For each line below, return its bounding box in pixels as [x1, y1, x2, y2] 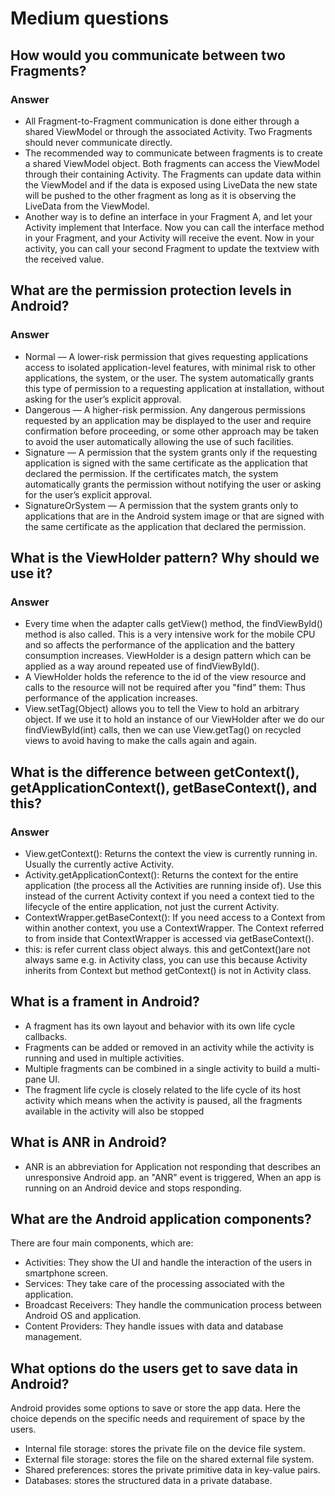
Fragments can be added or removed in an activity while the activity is [24, 1041, 315, 1053]
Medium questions [10, 7, 170, 30]
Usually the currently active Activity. [24, 858, 174, 870]
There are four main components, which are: [10, 1237, 194, 1249]
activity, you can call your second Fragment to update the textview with [24, 242, 320, 254]
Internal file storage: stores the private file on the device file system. [24, 1443, 306, 1455]
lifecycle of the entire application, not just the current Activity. [24, 900, 280, 912]
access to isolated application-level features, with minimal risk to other [24, 361, 317, 373]
